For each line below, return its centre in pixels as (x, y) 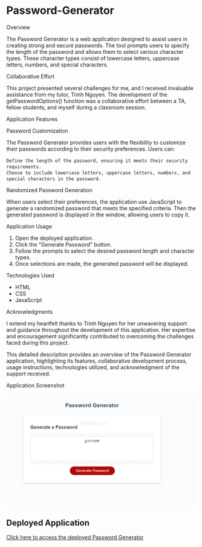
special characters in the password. (54, 179)
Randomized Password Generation (49, 190)
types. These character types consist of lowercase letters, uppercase (93, 58)
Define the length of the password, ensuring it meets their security (97, 161)
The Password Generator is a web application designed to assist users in (97, 39)
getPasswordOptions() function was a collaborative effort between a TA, (96, 101)
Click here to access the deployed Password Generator (75, 537)
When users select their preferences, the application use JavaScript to (94, 202)
